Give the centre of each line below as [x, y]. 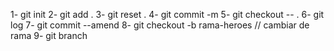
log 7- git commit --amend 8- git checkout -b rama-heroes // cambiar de [160, 25]
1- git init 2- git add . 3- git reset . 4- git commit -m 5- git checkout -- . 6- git [167, 14]
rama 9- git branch [49, 35]
